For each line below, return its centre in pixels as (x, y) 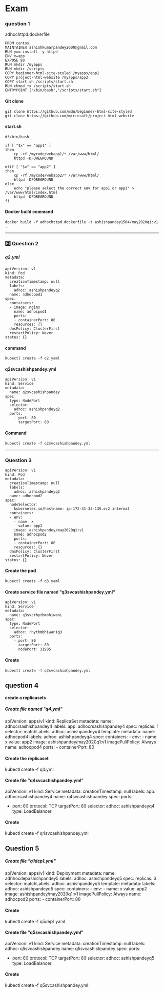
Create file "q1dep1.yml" (31, 861)
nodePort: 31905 (34, 649)
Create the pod (20, 571)
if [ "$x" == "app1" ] (28, 145)
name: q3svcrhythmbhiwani (36, 615)
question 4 (22, 685)
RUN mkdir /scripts (25, 69)
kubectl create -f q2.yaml (32, 359)
